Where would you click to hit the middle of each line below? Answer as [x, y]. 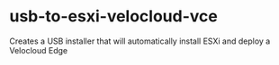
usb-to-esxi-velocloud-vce [113, 16]
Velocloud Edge [39, 50]
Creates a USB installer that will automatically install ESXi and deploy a [140, 41]
